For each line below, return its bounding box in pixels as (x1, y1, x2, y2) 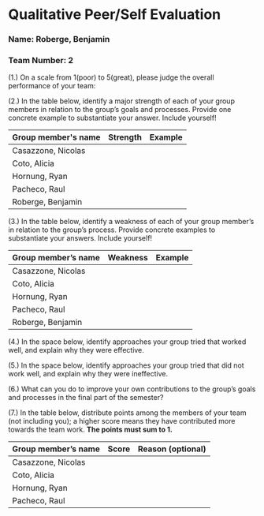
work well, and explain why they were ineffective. (8, 369, 168, 379)
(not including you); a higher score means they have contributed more (8, 417, 236, 426)
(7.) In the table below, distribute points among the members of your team (8, 408, 247, 417)
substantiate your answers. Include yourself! (8, 234, 152, 243)
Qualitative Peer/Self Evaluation (8, 6, 221, 24)
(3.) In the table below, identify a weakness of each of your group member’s (8, 217, 255, 226)
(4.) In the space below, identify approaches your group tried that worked (8, 337, 247, 346)
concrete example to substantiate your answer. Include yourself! (8, 113, 217, 123)
